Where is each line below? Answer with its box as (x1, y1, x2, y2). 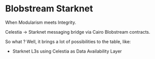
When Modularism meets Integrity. (5, 19, 76, 25)
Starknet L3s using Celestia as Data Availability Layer (12, 48, 122, 54)
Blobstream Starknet (5, 3, 93, 14)
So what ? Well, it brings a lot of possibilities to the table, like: (5, 38, 131, 45)
